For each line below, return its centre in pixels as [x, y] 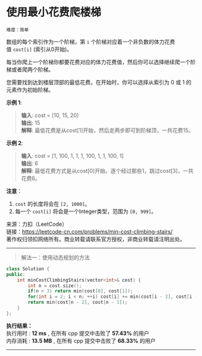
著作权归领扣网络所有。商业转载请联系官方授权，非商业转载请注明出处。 [96, 239]
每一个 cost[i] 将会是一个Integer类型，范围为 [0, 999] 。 [86, 211]
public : [16, 274]
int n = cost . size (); [55, 286]
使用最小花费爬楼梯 [54, 12]
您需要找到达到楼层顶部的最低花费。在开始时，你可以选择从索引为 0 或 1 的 [99, 82]
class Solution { [28, 269]
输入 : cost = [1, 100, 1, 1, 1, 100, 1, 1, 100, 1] [72, 155]
